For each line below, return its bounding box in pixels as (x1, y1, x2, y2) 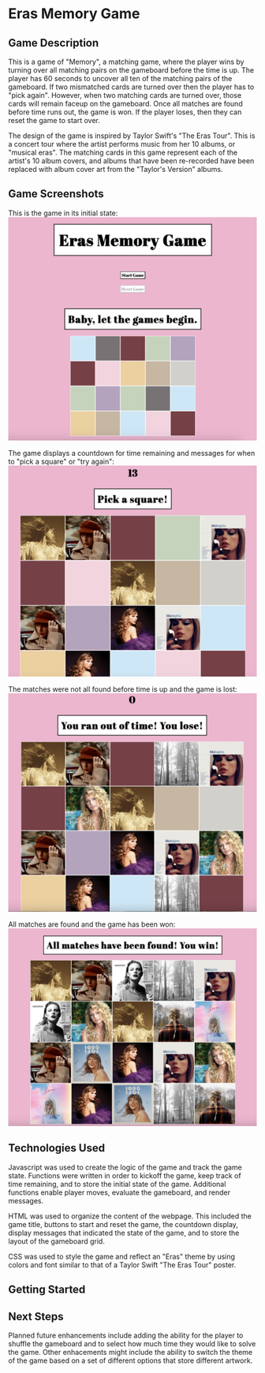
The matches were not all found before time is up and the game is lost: (8, 685, 238, 694)
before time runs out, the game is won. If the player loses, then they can (8, 107, 242, 117)
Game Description (8, 36, 99, 50)
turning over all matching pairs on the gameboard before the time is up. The (8, 65, 255, 75)
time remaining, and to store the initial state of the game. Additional (8, 1179, 226, 1188)
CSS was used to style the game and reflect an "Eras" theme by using (8, 1252, 235, 1261)
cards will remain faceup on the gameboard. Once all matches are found (8, 99, 243, 108)
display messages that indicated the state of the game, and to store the (8, 1228, 240, 1237)
